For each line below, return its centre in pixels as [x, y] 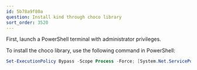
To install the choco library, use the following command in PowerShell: [91, 51]
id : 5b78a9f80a [25, 11]
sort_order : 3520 [27, 22]
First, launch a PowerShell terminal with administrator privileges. [84, 39]
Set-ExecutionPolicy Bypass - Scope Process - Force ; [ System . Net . [87, 61]
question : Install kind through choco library [64, 17]
